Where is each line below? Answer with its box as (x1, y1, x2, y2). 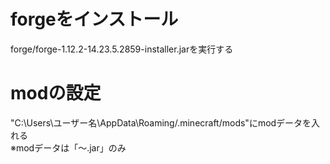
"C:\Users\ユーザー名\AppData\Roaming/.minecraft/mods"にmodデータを (10, 116, 312, 129)
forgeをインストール (10, 8, 179, 31)
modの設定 (10, 82, 102, 105)
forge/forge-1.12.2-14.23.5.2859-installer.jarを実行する (10, 43, 234, 55)
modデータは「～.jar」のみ (15, 141, 127, 154)
